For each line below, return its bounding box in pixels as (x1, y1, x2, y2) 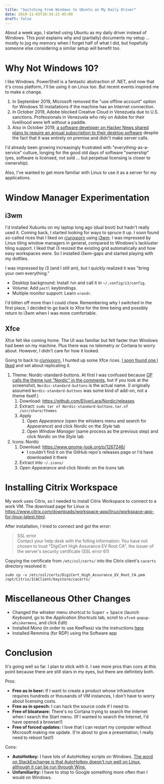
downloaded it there (26, 454, 67, 461)
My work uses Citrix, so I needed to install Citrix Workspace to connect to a (5, 498, 157, 504)
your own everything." (5, 270, 50, 276)
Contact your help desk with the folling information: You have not (17, 538, 148, 544)
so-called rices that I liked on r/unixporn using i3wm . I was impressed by (5, 235, 151, 241)
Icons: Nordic (12, 439, 40, 445)
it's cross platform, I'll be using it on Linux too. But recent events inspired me (5, 84, 159, 90)
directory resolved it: (5, 563, 47, 569)
